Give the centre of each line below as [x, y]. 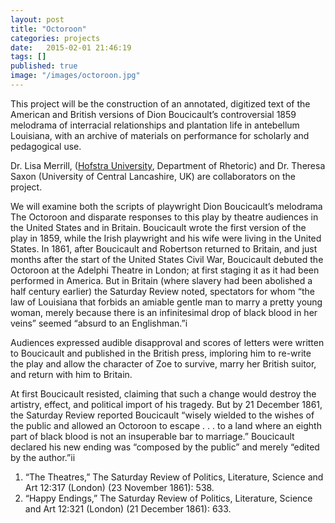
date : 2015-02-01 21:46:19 [71, 47]
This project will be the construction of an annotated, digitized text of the [160, 103]
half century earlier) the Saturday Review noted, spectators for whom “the [162, 291]
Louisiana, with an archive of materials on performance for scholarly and [160, 135]
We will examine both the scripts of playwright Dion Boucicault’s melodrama [166, 206]
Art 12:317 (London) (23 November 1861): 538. [119, 487]
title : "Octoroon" [48, 29]
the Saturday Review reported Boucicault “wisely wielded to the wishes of [162, 415]
